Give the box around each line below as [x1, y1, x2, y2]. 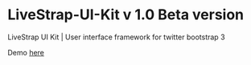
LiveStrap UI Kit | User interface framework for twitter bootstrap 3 [7, 32, 226, 42]
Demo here [7, 47, 45, 57]
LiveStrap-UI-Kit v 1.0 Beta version [7, 6, 245, 24]
